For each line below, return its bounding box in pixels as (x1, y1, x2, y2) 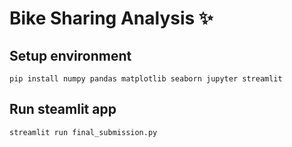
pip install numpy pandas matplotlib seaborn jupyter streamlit (9, 74, 283, 84)
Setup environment (9, 47, 132, 64)
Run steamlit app (9, 101, 117, 118)
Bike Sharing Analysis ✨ (9, 7, 214, 30)
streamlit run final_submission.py (9, 127, 158, 137)
